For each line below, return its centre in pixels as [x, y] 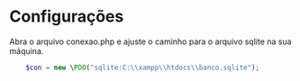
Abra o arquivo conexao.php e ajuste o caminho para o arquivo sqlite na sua [150, 41]
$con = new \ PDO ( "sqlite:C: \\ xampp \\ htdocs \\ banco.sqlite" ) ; [143, 67]
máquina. [27, 50]
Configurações [67, 17]
